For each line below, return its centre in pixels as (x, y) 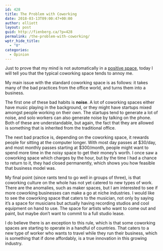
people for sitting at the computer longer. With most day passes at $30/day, (81, 143)
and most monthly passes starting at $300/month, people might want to (77, 148)
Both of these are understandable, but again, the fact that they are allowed (79, 123)
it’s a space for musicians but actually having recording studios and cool (77, 203)
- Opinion (19, 54)
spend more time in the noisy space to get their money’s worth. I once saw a (81, 153)
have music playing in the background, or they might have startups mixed (78, 107)
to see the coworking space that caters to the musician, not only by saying (79, 198)
